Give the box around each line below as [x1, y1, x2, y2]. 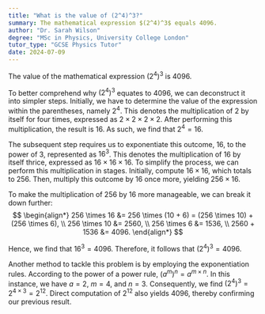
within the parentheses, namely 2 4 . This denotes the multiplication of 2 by [8, 104, 249, 115]
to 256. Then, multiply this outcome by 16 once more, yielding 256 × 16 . [8, 175, 241, 184]
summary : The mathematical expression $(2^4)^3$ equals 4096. [8, 19, 218, 27]
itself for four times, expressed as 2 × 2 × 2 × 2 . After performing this [8, 114, 233, 123]
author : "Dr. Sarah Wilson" [8, 26, 101, 34]
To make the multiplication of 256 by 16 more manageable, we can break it [8, 190, 252, 199]
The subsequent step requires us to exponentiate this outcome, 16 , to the [8, 139, 247, 149]
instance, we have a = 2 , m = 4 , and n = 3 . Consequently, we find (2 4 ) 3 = [8, 278, 249, 289]
